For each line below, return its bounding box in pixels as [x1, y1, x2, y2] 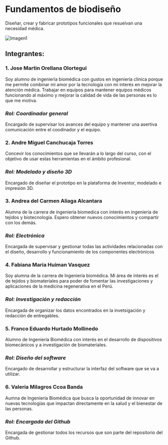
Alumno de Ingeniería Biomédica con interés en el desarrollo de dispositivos [5, 337, 162, 342]
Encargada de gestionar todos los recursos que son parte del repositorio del [5, 429, 163, 435]
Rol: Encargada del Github [5, 418, 71, 425]
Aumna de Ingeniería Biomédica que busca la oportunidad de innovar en [5, 395, 155, 401]
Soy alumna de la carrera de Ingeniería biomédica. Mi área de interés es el [5, 273, 159, 279]
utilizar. [5, 371, 21, 377]
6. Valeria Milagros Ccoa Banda [5, 383, 83, 390]
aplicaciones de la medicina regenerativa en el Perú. [5, 283, 114, 289]
